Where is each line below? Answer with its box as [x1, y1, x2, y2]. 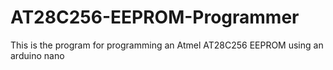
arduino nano [10, 49, 65, 61]
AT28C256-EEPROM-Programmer [10, 6, 300, 29]
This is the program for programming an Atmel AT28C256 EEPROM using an [10, 39, 324, 51]
